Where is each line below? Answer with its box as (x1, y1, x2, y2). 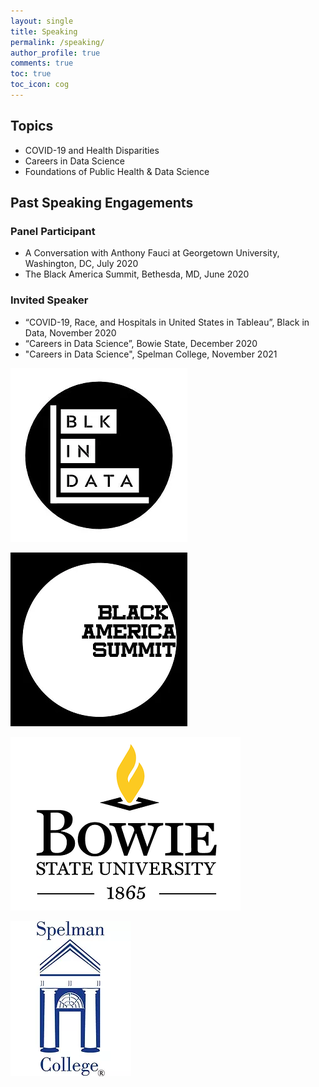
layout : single (10, 16, 74, 26)
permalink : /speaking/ (10, 37, 105, 47)
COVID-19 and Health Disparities (24, 144, 160, 156)
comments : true (10, 58, 74, 69)
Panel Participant (10, 225, 96, 238)
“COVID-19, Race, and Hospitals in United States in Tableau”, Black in (24, 316, 310, 328)
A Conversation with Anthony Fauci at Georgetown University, (24, 247, 280, 259)
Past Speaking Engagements (10, 195, 194, 212)
